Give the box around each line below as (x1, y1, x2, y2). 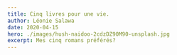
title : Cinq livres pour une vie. (7, 10, 110, 18)
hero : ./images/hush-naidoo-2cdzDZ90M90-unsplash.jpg (7, 30, 171, 38)
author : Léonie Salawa (7, 17, 75, 24)
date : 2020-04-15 (7, 24, 59, 31)
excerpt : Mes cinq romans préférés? (7, 37, 116, 44)
